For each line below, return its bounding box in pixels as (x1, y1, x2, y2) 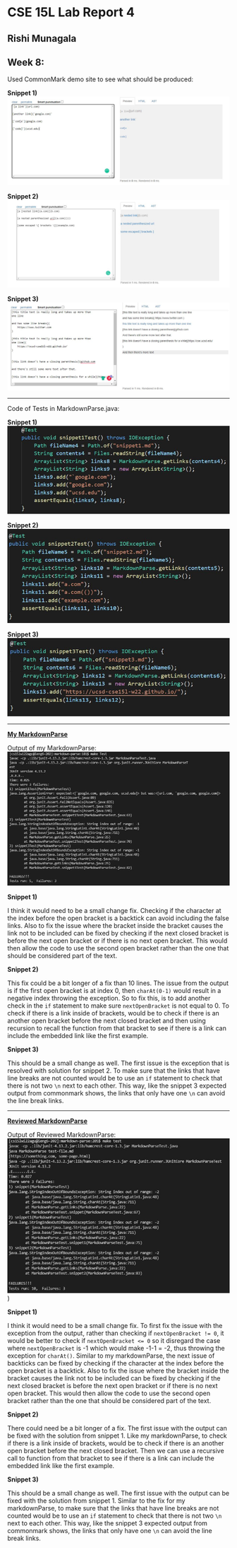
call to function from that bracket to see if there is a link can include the (7, 1454, 215, 1462)
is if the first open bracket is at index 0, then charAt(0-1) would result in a (7, 987, 221, 995)
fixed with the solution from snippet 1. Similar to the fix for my (7, 1496, 186, 1505)
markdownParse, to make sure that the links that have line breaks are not (7, 1504, 219, 1513)
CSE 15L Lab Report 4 (7, 4, 135, 21)
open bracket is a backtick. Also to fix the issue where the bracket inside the (7, 1366, 229, 1375)
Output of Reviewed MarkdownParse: (7, 1131, 116, 1139)
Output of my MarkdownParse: (7, 743, 97, 752)
